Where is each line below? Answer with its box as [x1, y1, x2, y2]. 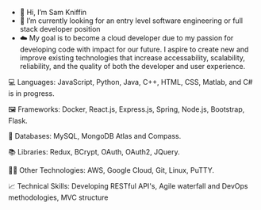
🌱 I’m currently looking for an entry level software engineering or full [19, 16, 244, 25]
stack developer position [19, 25, 101, 33]
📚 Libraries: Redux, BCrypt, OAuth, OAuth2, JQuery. [8, 147, 180, 156]
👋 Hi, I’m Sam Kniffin [19, 8, 87, 17]
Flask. [8, 116, 28, 125]
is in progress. [8, 89, 55, 98]
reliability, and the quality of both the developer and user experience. [19, 62, 246, 71]
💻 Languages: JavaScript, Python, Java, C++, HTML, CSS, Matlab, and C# [8, 78, 253, 86]
